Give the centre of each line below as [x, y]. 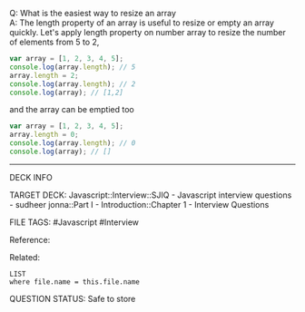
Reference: [30, 239]
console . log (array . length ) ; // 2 [73, 84]
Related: [25, 257]
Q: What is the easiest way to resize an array [93, 13]
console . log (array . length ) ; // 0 [73, 143]
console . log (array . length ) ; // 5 [73, 67]
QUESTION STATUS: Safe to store [73, 298]
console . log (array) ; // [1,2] [67, 93]
